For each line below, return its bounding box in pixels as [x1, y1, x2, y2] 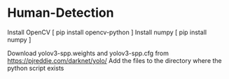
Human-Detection [7, 5, 114, 21]
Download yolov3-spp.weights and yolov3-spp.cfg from [7, 49, 169, 57]
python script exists [7, 64, 64, 72]
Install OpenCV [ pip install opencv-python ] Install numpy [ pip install [7, 28, 207, 36]
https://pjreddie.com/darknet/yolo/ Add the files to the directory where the [7, 56, 222, 64]
